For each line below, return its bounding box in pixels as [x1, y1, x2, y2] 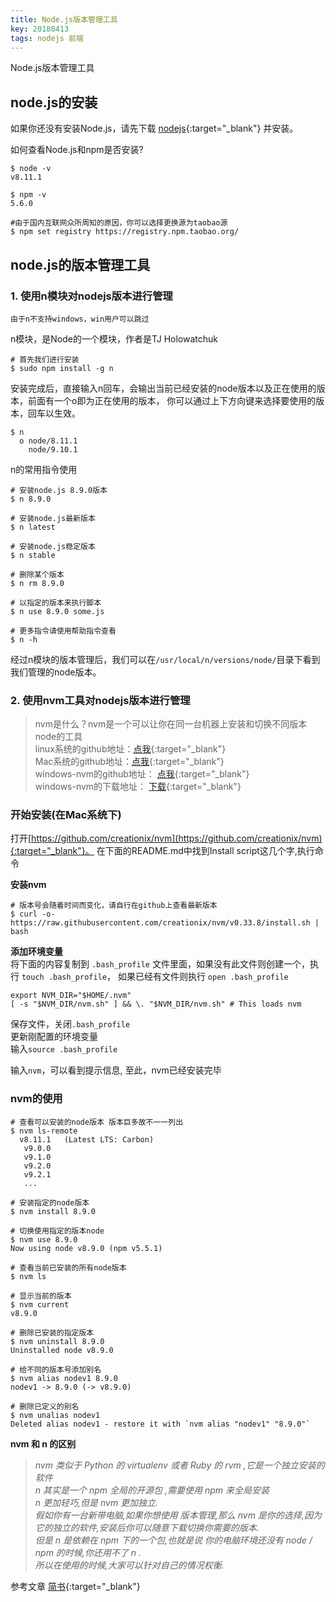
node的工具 [34, 731, 83, 743]
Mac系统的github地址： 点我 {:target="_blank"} [34, 756, 225, 768]
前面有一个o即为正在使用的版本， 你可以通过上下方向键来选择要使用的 [27, 394, 317, 406]
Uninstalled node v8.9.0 [10, 1345, 114, 1355]
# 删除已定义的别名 [10, 1401, 80, 1411]
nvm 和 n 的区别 [10, 1437, 77, 1450]
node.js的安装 [10, 94, 98, 111]
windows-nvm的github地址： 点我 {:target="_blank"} [34, 768, 250, 780]
